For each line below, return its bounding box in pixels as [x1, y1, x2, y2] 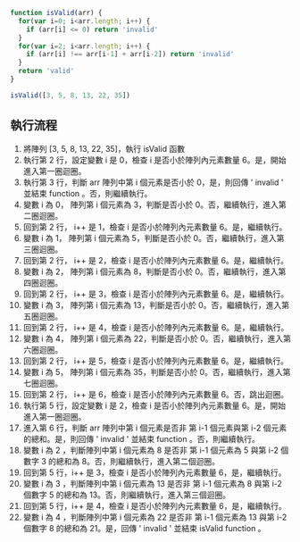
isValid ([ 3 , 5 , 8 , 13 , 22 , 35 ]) [10, 90, 130, 100]
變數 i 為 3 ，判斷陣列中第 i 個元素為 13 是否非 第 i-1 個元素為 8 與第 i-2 [22, 478, 282, 488]
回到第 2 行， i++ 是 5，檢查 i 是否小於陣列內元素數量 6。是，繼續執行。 [22, 355, 289, 366]
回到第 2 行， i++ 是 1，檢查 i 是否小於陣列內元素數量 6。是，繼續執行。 [22, 221, 287, 232]
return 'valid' [18, 67, 75, 76]
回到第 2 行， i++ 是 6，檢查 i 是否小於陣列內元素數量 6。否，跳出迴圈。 [22, 388, 289, 399]
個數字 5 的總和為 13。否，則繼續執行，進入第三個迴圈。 [22, 489, 231, 500]
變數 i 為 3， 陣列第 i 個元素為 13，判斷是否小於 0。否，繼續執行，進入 [22, 299, 282, 310]
